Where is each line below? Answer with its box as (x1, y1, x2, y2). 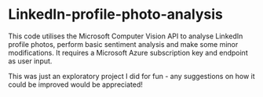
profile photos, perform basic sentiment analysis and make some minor (8, 39, 239, 48)
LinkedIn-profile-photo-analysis (8, 5, 224, 23)
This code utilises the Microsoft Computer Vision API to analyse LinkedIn (8, 31, 243, 41)
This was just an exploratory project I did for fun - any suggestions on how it (8, 71, 255, 81)
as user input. (8, 56, 53, 66)
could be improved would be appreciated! (8, 80, 144, 89)
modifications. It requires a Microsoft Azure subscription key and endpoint (8, 48, 249, 57)
